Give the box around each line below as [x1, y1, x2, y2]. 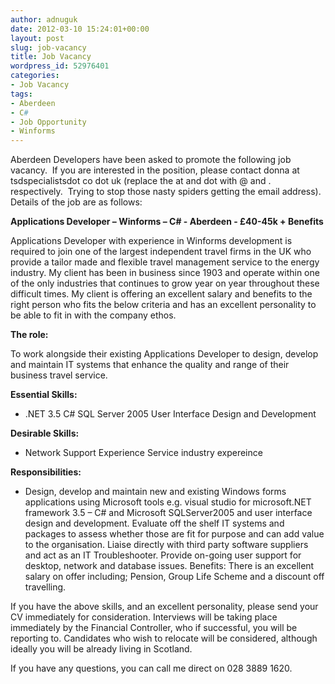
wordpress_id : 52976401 [10, 61, 110, 71]
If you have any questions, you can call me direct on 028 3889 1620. [10, 662, 293, 675]
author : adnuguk [10, 14, 78, 25]
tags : [10, 89, 33, 99]
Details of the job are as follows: [10, 196, 143, 208]
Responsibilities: [10, 466, 82, 478]
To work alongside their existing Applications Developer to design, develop [10, 348, 319, 360]
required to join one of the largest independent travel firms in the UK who [10, 246, 312, 258]
